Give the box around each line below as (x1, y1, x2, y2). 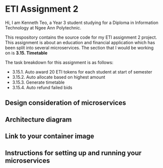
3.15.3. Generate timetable (12, 79, 65, 85)
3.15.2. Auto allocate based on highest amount (12, 74, 105, 80)
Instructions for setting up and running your (5, 148, 142, 157)
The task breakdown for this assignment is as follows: (5, 59, 114, 65)
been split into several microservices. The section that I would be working (5, 45, 154, 50)
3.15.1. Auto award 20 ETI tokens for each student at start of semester (12, 69, 153, 74)
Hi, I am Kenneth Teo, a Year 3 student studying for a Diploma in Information (5, 20, 159, 25)
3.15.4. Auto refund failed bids (12, 84, 72, 90)
